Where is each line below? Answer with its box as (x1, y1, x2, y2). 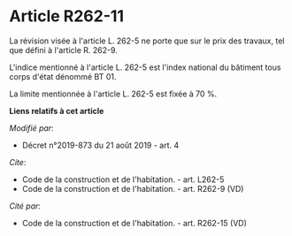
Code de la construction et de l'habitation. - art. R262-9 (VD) (21, 183, 244, 194)
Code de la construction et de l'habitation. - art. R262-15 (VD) (21, 217, 248, 228)
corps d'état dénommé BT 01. (9, 71, 117, 81)
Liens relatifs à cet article (9, 105, 104, 116)
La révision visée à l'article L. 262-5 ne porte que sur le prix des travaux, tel (9, 35, 285, 46)
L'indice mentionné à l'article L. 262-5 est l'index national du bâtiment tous (9, 62, 281, 72)
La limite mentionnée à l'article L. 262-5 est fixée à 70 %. (9, 88, 218, 99)
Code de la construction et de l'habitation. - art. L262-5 (21, 174, 225, 185)
